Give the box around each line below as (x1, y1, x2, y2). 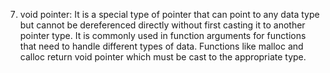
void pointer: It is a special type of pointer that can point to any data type (19, 9, 320, 20)
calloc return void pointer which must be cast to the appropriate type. (19, 51, 307, 63)
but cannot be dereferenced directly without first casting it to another (19, 19, 306, 31)
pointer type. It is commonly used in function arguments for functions (19, 30, 307, 41)
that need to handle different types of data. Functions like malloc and (19, 40, 304, 52)
